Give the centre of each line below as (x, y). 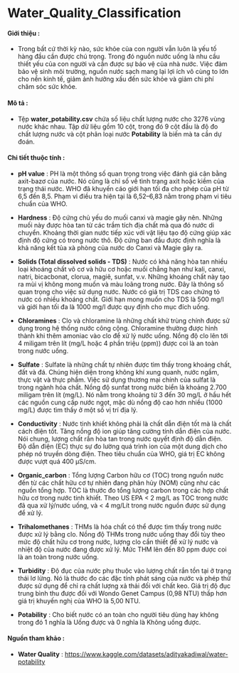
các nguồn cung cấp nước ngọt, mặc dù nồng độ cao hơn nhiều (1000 (120, 402)
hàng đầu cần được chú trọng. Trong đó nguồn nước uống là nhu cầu (119, 56)
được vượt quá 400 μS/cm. (57, 461)
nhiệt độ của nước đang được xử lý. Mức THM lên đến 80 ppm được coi (122, 549)
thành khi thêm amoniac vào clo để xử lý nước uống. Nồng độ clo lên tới (123, 335)
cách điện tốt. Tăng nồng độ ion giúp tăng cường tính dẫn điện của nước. (124, 431)
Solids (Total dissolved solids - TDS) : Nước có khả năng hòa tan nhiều (122, 262)
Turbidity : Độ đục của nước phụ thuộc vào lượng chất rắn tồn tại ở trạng (124, 571)
